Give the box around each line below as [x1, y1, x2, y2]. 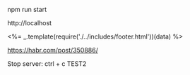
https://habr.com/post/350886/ [7, 46, 99, 54]
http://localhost [7, 19, 52, 27]
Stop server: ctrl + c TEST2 [7, 60, 87, 68]
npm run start [7, 6, 47, 13]
